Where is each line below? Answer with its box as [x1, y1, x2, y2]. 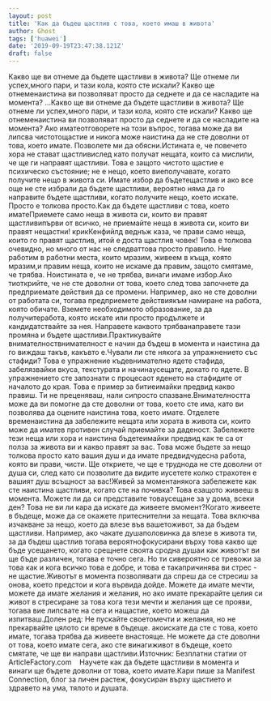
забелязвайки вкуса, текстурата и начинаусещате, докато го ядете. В [8, 365, 249, 374]
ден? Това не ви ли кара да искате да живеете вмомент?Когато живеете [8, 502, 260, 511]
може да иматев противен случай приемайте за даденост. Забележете [8, 425, 255, 434]
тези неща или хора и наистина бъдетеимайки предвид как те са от [8, 434, 243, 442]
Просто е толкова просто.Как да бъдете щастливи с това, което [8, 201, 230, 211]
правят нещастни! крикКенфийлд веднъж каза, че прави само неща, [8, 227, 247, 236]
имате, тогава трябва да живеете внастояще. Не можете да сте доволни [8, 631, 260, 641]
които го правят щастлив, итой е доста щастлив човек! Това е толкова [8, 236, 252, 245]
